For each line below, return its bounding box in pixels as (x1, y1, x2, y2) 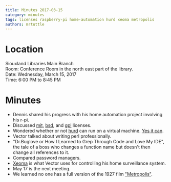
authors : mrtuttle (5, 21, 45, 27)
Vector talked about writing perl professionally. (12, 133, 112, 139)
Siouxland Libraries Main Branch (5, 61, 74, 67)
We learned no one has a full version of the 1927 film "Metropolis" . (12, 171, 153, 177)
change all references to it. (12, 149, 70, 155)
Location (5, 44, 44, 55)
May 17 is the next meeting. (12, 166, 71, 172)
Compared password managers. (12, 155, 81, 161)
